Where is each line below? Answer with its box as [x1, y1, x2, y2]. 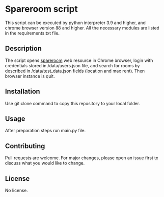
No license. [5, 188, 28, 193]
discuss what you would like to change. [5, 160, 85, 166]
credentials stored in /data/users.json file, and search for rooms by [5, 62, 140, 68]
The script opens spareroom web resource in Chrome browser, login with [5, 57, 153, 63]
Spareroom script [5, 3, 78, 15]
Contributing [5, 141, 45, 150]
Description [5, 44, 42, 53]
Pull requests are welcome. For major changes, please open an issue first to [5, 155, 159, 161]
